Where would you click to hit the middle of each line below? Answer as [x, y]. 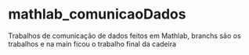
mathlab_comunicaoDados [97, 14]
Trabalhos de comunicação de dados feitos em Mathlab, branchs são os [125, 36]
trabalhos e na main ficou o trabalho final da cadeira [92, 43]
